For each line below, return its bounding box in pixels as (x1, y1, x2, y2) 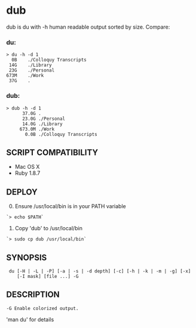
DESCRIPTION (6, 290, 60, 300)
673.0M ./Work (19, 126, 55, 132)
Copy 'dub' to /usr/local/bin (14, 225, 82, 232)
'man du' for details (6, 315, 54, 323)
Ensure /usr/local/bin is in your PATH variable (14, 203, 127, 210)
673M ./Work (6, 73, 44, 79)
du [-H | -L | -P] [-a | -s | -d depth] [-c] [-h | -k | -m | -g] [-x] (8, 268, 191, 274)
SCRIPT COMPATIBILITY (6, 147, 99, 157)
